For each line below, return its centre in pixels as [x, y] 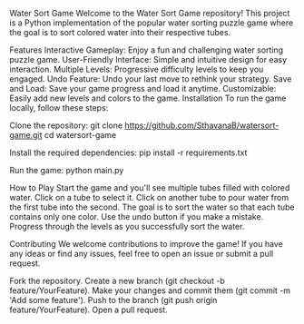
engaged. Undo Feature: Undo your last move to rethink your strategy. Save [151, 79]
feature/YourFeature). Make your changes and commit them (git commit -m [150, 290]
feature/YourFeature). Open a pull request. [88, 309]
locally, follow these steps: [59, 108]
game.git [26, 135]
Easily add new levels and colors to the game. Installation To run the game [148, 98]
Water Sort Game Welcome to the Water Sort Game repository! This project [150, 13]
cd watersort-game [80, 135]
